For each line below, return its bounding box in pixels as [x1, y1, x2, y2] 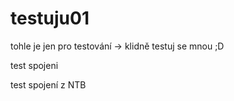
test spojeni [10, 59, 59, 71]
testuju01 [10, 7, 90, 30]
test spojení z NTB [10, 78, 87, 91]
